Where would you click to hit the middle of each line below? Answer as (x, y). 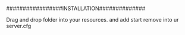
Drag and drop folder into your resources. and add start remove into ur (93, 20)
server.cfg (19, 26)
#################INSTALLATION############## (76, 8)
